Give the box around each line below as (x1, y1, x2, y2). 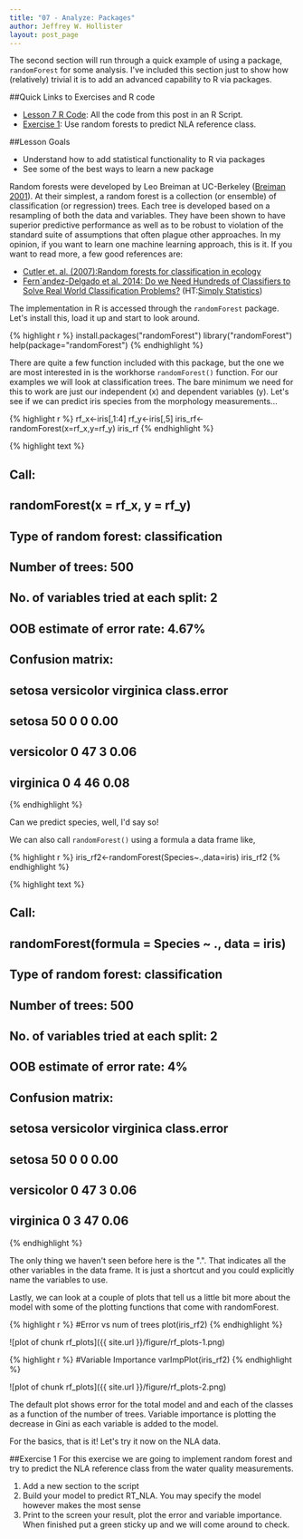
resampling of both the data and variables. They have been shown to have (9, 210, 287, 221)
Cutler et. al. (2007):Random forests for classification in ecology (22, 266, 261, 277)
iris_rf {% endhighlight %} (117, 423, 214, 434)
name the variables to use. (9, 1274, 109, 1285)
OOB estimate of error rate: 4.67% (9, 621, 206, 636)
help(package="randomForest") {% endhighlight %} (9, 340, 204, 351)
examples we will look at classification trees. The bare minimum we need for (9, 377, 294, 388)
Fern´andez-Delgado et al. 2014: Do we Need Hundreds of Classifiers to (22, 276, 291, 286)
